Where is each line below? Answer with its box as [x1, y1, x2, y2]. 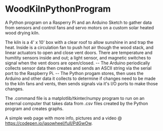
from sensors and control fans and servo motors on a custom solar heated [5, 24, 154, 30]
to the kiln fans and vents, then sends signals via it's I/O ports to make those [5, 80, 158, 86]
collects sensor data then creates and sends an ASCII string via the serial [5, 65, 152, 71]
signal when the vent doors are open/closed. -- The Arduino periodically [5, 60, 150, 66]
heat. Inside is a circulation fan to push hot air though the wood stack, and [5, 44, 154, 50]
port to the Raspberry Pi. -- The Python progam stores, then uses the [5, 70, 144, 76]
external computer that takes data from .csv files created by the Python [5, 100, 148, 106]
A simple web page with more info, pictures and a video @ [5, 115, 122, 121]
